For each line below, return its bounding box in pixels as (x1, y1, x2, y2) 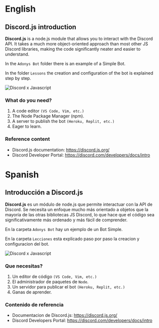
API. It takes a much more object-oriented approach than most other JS (5, 41, 148, 47)
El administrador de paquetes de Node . (12, 279, 89, 285)
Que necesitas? (5, 262, 43, 269)
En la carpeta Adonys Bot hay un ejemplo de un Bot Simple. (5, 226, 123, 232)
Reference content (5, 135, 50, 142)
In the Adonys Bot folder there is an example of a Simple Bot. (5, 61, 125, 66)
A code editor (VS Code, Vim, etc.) (12, 108, 84, 114)
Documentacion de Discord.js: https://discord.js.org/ (12, 312, 118, 318)
